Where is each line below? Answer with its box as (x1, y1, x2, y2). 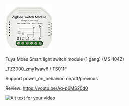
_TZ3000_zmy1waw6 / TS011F (5, 66, 67, 72)
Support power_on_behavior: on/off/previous (5, 76, 98, 81)
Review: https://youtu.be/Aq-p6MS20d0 (5, 85, 88, 91)
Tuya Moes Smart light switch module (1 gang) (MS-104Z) (5, 56, 124, 62)
